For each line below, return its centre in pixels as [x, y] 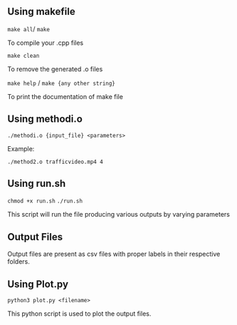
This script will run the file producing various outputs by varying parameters [118, 215]
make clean [23, 56]
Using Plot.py [38, 284]
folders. [19, 262]
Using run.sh [37, 184]
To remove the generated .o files [55, 69]
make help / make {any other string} [62, 83]
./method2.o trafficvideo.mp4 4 [55, 162]
